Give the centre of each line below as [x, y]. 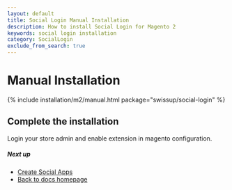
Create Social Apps [45, 172]
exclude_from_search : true [46, 46]
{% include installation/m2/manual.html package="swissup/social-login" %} [116, 100]
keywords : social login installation [62, 33]
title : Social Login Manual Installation [68, 20]
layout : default [31, 14]
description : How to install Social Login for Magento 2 [92, 26]
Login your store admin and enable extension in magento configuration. [110, 138]
